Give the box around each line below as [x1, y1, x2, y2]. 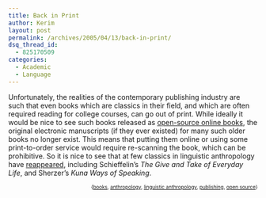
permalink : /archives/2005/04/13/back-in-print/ [8, 33, 172, 42]
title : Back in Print [8, 11, 80, 20]
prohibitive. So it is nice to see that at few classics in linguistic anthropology [8, 151, 255, 161]
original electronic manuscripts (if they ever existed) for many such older [8, 126, 245, 135]
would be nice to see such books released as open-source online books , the [8, 117, 258, 127]
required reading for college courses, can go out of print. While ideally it [8, 109, 244, 119]
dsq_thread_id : [8, 41, 59, 49]
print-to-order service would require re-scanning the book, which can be [8, 143, 246, 152]
